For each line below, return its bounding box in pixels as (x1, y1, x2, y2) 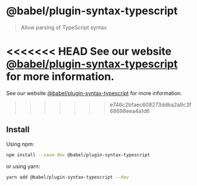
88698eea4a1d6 (110, 107, 150, 114)
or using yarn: (6, 162, 40, 170)
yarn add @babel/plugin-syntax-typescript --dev (6, 174, 129, 180)
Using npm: (6, 140, 35, 147)
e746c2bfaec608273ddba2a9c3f (110, 101, 192, 108)
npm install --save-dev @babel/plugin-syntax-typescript (6, 152, 151, 158)
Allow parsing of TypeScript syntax (20, 24, 107, 31)
